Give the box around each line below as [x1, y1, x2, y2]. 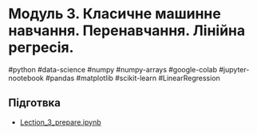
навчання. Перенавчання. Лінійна [8, 21, 246, 40]
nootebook [8, 73, 44, 83]
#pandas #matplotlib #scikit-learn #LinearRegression [45, 73, 221, 83]
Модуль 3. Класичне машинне [8, 5, 221, 23]
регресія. [8, 39, 74, 56]
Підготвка [8, 96, 61, 110]
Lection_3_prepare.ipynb [19, 117, 101, 127]
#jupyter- [219, 64, 250, 74]
